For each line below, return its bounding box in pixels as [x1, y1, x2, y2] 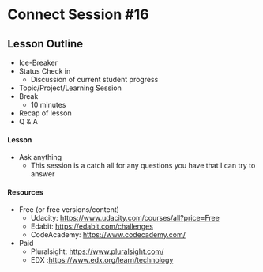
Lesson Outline [7, 37, 84, 51]
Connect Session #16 [7, 6, 149, 24]
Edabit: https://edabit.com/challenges [30, 221, 153, 231]
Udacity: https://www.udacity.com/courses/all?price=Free [30, 213, 220, 223]
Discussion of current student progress [30, 75, 159, 84]
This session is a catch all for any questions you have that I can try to [30, 161, 256, 171]
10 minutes [30, 100, 66, 109]
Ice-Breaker [18, 58, 58, 67]
